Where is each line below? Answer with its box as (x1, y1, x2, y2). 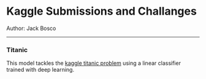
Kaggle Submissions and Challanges (6, 4, 197, 18)
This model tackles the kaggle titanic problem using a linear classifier (6, 59, 181, 67)
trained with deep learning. (6, 66, 75, 73)
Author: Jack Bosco (6, 24, 56, 32)
